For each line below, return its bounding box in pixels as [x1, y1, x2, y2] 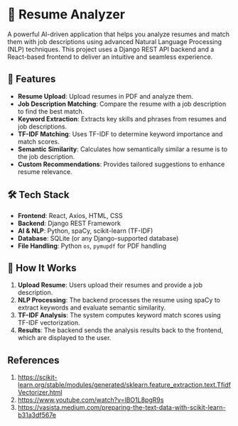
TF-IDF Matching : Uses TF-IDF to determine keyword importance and [17, 129, 223, 138]
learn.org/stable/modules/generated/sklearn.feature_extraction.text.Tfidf [17, 381, 231, 389]
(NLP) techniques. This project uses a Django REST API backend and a [7, 45, 215, 53]
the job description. [17, 152, 75, 160]
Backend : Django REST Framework [17, 219, 121, 227]
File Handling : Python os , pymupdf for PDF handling [17, 241, 167, 250]
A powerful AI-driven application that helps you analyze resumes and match [7, 30, 229, 38]
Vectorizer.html [17, 388, 63, 397]
